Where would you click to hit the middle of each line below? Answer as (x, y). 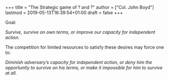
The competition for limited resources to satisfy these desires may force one (84, 47)
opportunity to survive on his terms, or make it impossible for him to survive (84, 68)
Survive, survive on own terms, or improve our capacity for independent (80, 32)
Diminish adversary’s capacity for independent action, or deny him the (79, 62)
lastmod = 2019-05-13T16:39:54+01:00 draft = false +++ (64, 13)
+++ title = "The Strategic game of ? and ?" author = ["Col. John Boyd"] (80, 7)
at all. (11, 73)
